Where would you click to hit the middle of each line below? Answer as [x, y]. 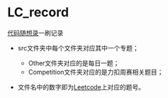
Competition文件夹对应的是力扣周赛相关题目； [96, 72]
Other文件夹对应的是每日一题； [74, 63]
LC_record [38, 12]
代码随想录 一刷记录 [35, 33]
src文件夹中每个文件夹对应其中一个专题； [78, 48]
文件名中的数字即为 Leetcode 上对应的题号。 [81, 87]
